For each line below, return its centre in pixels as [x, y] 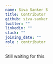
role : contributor [25, 42]
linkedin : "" [19, 28]
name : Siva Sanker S [27, 10]
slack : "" [15, 33]
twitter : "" [17, 24]
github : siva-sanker [27, 19]
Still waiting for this [25, 56]
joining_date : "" [23, 38]
